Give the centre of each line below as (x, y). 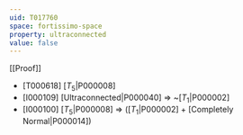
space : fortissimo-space (56, 26)
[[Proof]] (26, 68)
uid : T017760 (34, 18)
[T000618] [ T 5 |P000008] (69, 87)
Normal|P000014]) (57, 121)
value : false (34, 43)
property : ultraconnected (58, 34)
